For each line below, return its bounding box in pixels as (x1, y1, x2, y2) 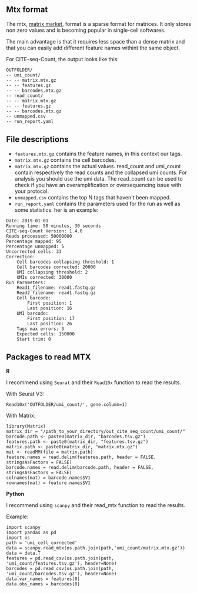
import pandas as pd (6, 529, 57, 536)
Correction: (6, 254, 35, 259)
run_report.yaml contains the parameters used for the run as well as (14, 200, 181, 207)
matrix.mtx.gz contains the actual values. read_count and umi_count (14, 162, 181, 169)
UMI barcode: (16, 310, 49, 317)
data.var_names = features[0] (6, 576, 81, 582)
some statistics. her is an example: (14, 206, 99, 214)
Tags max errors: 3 (16, 326, 65, 332)
